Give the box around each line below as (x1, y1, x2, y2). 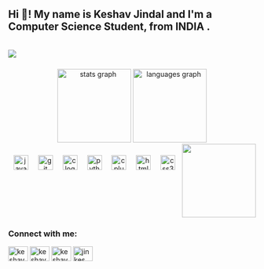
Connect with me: (8, 228, 78, 239)
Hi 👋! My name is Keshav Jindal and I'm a (8, 8, 212, 21)
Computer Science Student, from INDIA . (8, 20, 211, 34)
